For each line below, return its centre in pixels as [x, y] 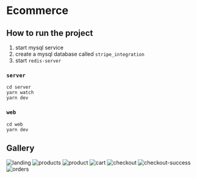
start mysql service [39, 47]
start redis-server [38, 60]
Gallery [20, 148]
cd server [19, 87]
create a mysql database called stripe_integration [80, 54]
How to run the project [50, 33]
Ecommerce [38, 11]
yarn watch [20, 93]
